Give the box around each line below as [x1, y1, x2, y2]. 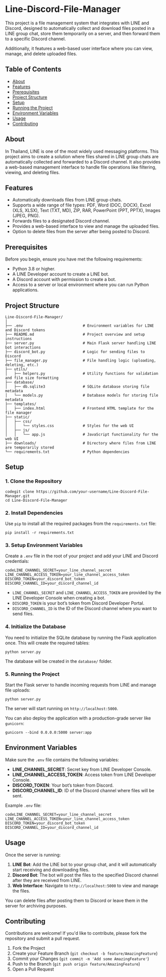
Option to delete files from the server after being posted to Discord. [12, 229, 150, 235]
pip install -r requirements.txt [5, 530, 74, 535]
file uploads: [5, 687, 31, 693]
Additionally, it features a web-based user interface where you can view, [5, 45, 153, 51]
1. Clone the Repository [5, 478, 62, 485]
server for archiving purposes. [5, 902, 67, 908]
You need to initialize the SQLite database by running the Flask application [5, 634, 157, 640]
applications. [12, 287, 39, 293]
